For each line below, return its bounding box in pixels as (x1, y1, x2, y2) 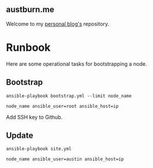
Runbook (6, 41, 51, 54)
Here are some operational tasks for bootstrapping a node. (6, 60, 147, 67)
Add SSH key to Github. (6, 113, 63, 120)
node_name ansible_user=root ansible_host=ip (6, 103, 119, 109)
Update (6, 130, 34, 140)
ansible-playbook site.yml (6, 146, 72, 152)
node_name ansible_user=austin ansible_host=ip (6, 156, 124, 162)
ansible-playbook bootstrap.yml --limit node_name (6, 93, 132, 99)
